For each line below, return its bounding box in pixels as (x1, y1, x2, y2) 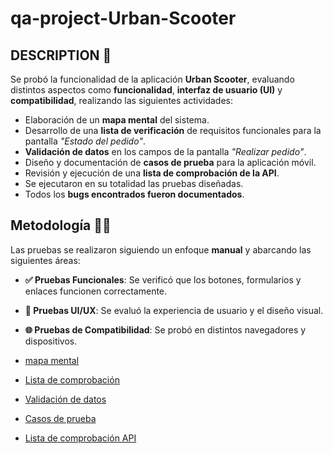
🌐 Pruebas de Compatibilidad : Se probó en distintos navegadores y (24, 323, 307, 336)
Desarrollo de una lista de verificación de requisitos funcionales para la (24, 125, 322, 136)
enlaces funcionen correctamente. (24, 285, 168, 297)
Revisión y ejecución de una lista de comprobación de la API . (24, 167, 280, 179)
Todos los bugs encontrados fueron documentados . (24, 188, 245, 200)
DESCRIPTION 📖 (10, 47, 112, 64)
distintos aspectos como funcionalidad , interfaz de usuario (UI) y (10, 84, 283, 96)
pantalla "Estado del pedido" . (24, 135, 146, 147)
